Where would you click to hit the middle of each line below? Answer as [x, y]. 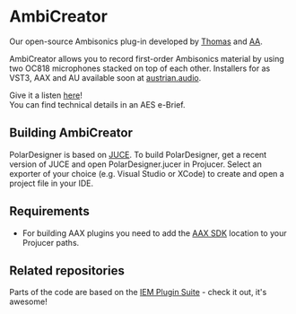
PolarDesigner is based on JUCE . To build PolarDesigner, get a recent [138, 154]
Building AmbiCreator [71, 133]
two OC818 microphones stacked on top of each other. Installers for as [140, 68]
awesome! [28, 301]
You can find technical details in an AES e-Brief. [97, 104]
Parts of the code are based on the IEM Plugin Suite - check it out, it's [138, 292]
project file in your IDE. [52, 183]
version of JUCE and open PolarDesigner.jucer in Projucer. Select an [135, 164]
